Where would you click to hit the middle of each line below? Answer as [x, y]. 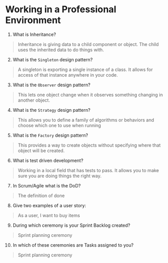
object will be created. [41, 150]
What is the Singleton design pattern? [53, 59]
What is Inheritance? [34, 34]
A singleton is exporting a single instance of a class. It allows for [85, 69]
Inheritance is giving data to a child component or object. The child [88, 44]
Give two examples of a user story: [49, 205]
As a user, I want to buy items [49, 215]
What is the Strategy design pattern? [52, 110]
